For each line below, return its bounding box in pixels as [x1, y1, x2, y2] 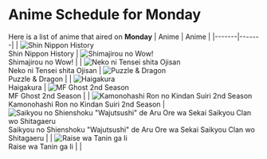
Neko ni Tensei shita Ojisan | [8, 65, 102, 75]
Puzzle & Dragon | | [8, 74, 72, 83]
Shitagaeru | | [8, 133, 53, 142]
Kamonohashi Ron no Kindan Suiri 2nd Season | [8, 99, 166, 109]
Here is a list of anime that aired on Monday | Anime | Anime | [8, 32, 211, 41]
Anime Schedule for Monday [8, 6, 202, 24]
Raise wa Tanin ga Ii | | [8, 142, 82, 151]
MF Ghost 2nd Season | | [8, 91, 90, 100]
